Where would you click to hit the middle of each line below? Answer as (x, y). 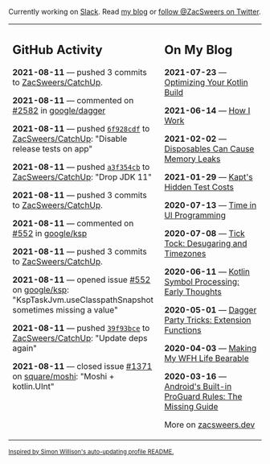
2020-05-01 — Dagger (211, 309)
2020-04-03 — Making (211, 348)
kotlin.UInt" (33, 386)
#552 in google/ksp (49, 233)
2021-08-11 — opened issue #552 (82, 280)
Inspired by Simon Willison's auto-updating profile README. (91, 452)
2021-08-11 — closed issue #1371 (82, 366)
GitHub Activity (57, 50)
